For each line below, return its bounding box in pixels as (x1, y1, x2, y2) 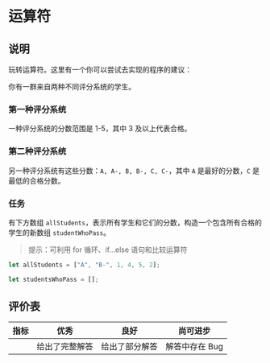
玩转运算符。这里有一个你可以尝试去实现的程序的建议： (8, 65, 192, 74)
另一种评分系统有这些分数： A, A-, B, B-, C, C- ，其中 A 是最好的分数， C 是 (8, 166, 260, 175)
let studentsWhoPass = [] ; (8, 275, 99, 283)
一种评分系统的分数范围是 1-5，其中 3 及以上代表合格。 (8, 124, 192, 134)
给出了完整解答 (36, 341, 94, 353)
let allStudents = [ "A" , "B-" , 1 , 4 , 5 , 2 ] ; (8, 261, 160, 269)
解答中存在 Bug (165, 341, 224, 353)
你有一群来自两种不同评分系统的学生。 (8, 82, 135, 91)
